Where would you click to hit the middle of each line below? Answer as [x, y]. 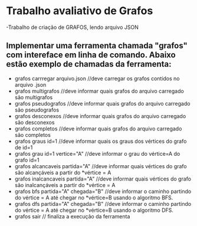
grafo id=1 [27, 160]
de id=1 [24, 147]
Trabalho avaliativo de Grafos [80, 11]
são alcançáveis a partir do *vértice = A [63, 172]
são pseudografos [37, 110]
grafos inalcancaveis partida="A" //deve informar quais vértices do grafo [103, 179]
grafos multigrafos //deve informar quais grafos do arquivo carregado [99, 91]
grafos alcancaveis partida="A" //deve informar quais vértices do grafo [101, 166]
